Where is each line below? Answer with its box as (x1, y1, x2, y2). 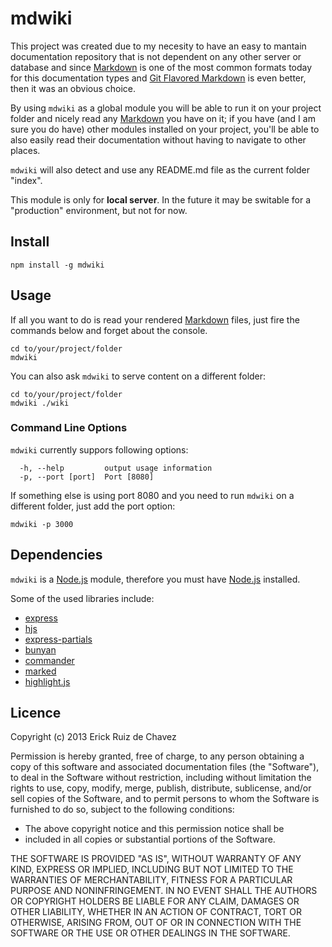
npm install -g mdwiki (10, 260, 105, 270)
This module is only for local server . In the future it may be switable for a (10, 193, 312, 206)
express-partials (24, 633, 93, 645)
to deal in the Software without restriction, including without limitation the (10, 772, 312, 784)
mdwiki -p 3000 (10, 519, 74, 529)
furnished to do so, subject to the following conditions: (10, 803, 235, 816)
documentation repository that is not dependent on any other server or (10, 50, 302, 62)
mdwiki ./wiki (10, 398, 70, 408)
